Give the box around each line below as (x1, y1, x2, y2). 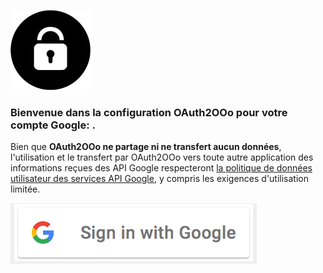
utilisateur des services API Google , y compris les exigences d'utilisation (10, 173, 309, 185)
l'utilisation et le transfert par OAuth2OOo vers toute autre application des (10, 151, 314, 164)
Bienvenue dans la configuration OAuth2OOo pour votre (10, 105, 288, 119)
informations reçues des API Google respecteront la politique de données (10, 162, 313, 174)
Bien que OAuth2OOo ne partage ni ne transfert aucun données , (10, 141, 282, 153)
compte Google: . (10, 118, 97, 132)
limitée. (10, 183, 41, 195)
